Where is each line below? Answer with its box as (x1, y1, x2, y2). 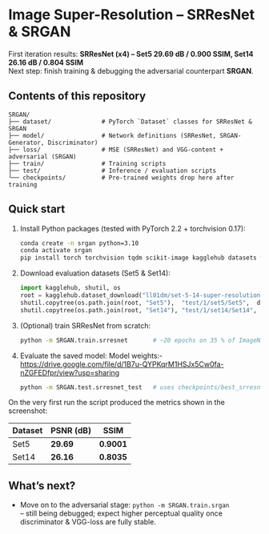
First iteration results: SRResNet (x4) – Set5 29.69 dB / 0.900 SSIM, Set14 (8, 49, 254, 58)
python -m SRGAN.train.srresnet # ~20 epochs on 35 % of (19, 336, 236, 344)
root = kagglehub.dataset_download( (19, 291, 143, 299)
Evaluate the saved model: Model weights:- (19, 351, 163, 360)
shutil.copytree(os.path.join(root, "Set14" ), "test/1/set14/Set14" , (19, 306, 258, 314)
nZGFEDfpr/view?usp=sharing (19, 367, 120, 377)
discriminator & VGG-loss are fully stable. (19, 517, 156, 527)
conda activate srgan (19, 247, 92, 255)
